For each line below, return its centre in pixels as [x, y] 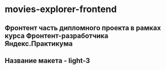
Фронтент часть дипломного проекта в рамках [83, 28]
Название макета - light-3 [47, 61]
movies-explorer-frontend [61, 9]
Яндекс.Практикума [39, 44]
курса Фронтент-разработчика [57, 36]
